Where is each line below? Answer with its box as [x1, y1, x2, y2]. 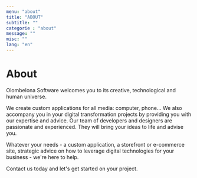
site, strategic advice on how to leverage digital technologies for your [6, 147, 175, 154]
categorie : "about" [6, 25, 57, 31]
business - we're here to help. [6, 153, 79, 160]
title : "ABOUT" [6, 14, 44, 20]
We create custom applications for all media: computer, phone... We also [6, 104, 182, 111]
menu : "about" [6, 8, 41, 15]
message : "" [6, 31, 35, 37]
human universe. [6, 93, 47, 100]
